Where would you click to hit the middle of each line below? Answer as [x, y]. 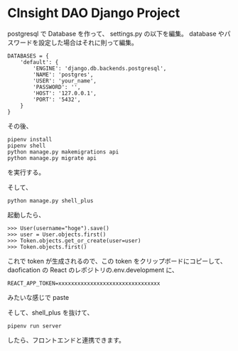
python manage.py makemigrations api [63, 152]
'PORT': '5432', [57, 99]
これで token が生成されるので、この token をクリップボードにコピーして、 [117, 261]
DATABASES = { [28, 56]
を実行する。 [26, 172]
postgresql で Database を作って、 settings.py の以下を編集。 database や [116, 33]
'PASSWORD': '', [57, 87]
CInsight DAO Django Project [94, 13]
